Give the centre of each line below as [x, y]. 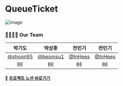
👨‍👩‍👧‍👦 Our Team [24, 35]
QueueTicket [32, 9]
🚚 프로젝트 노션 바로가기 [28, 78]
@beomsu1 [51, 57]
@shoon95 [20, 57]
